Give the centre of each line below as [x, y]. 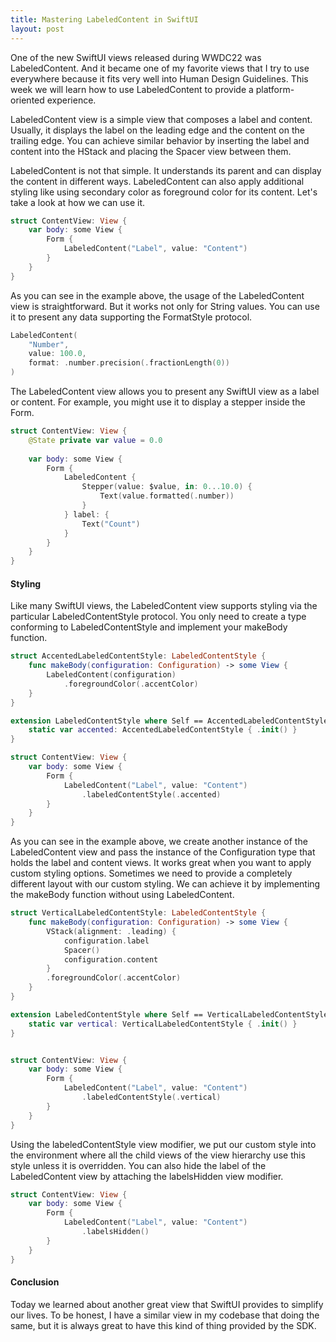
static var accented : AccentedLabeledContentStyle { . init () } [163, 730]
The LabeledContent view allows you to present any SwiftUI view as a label [165, 391]
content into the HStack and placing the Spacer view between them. [151, 151]
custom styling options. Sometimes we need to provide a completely [151, 873]
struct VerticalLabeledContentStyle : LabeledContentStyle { [138, 913]
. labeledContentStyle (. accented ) [151, 794]
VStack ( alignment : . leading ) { [111, 931]
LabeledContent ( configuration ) [111, 675]
